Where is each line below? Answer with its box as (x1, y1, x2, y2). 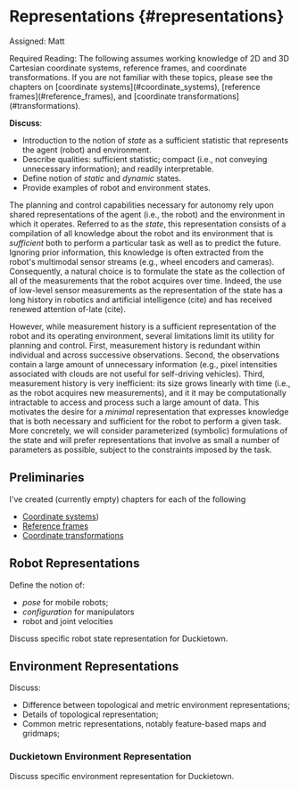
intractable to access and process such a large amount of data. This (9, 397, 260, 407)
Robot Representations (9, 555, 140, 572)
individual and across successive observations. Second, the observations (9, 350, 279, 360)
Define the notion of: (9, 580, 86, 590)
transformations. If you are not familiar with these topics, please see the (9, 71, 274, 82)
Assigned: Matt (9, 36, 65, 46)
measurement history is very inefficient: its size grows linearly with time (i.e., (9, 377, 291, 389)
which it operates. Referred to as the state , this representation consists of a (9, 218, 287, 229)
